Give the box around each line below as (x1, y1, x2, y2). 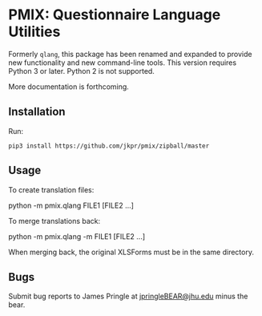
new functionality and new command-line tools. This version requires (8, 58, 237, 67)
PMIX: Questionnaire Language (8, 6, 221, 24)
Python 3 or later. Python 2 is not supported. (8, 66, 155, 75)
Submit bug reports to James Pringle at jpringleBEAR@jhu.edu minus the (8, 291, 248, 302)
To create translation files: (8, 184, 95, 194)
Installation (8, 105, 66, 119)
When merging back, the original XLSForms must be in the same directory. (8, 247, 255, 257)
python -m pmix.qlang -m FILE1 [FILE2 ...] (8, 231, 146, 241)
